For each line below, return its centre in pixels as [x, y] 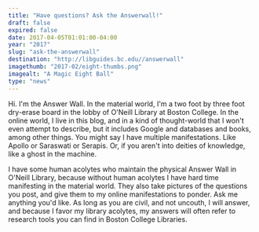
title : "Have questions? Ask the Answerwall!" [86, 15]
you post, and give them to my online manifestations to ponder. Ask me [123, 194]
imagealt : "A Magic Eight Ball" [61, 74]
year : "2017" [29, 45]
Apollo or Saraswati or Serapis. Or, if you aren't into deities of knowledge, [127, 145]
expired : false [33, 30]
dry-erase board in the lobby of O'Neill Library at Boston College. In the [124, 112]
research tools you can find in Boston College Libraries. [98, 219]
